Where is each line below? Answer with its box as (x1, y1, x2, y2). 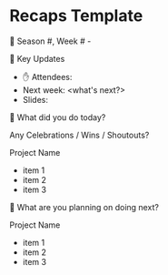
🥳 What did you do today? (9, 111, 106, 123)
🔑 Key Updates (9, 53, 65, 64)
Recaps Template (9, 5, 143, 26)
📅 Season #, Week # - (9, 36, 92, 46)
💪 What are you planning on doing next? (9, 201, 159, 212)
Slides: (22, 94, 48, 105)
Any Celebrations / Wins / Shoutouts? (9, 129, 150, 140)
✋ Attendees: (22, 71, 73, 82)
